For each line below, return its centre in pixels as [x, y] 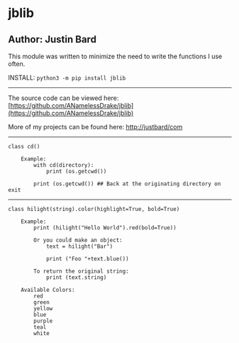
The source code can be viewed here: [63, 98]
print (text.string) [76, 278]
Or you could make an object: [78, 240]
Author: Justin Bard [52, 39]
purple [43, 321]
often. [17, 64]
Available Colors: [48, 290]
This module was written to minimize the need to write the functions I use [115, 56]
